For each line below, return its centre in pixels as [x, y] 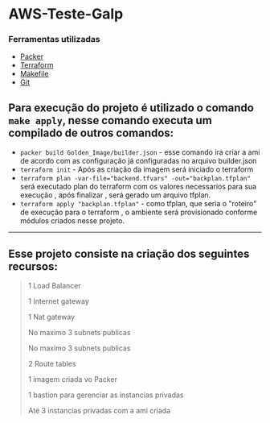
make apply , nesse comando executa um [110, 120]
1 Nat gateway [51, 317]
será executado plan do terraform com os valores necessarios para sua [138, 187]
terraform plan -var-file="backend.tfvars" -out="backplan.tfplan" [135, 179]
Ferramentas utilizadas [54, 39]
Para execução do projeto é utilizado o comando [131, 108]
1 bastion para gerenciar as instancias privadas [106, 395]
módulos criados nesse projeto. [72, 221]
